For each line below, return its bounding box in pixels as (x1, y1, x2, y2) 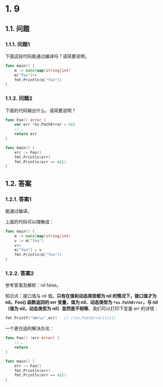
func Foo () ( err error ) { (5, 336, 60, 341)
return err (14, 132, 37, 137)
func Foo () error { (5, 117, 46, 123)
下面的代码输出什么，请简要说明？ (5, 107, 76, 114)
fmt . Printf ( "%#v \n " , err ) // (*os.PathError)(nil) (5, 316, 116, 321)
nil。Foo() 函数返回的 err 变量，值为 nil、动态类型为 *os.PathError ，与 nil (5, 299, 158, 305)
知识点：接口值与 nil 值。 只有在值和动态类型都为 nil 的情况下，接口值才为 (5, 293, 157, 299)
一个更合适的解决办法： (5, 325, 54, 331)
